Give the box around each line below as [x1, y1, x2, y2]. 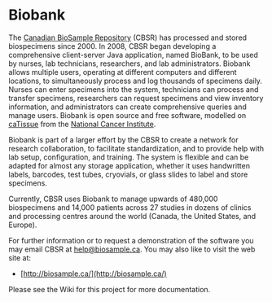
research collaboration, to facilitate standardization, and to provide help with [8, 143, 265, 153]
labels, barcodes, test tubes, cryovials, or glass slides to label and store [8, 169, 248, 179]
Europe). [8, 220, 37, 230]
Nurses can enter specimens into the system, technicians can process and [8, 84, 259, 94]
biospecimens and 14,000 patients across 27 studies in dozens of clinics [8, 202, 252, 212]
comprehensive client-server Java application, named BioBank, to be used [8, 50, 259, 59]
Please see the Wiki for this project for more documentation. [8, 284, 211, 294]
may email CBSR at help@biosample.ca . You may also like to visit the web [8, 244, 256, 254]
